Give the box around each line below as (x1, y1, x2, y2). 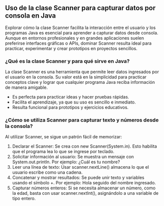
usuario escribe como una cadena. (12, 169, 82, 176)
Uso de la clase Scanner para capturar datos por (5, 4, 156, 12)
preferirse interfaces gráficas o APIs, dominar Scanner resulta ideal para (5, 40, 152, 46)
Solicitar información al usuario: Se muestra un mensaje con (12, 154, 134, 160)
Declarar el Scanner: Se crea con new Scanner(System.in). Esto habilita (12, 143, 157, 149)
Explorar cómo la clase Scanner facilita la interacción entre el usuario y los (5, 25, 156, 30)
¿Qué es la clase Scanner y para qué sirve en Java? (5, 57, 130, 64)
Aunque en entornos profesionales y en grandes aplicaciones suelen (5, 35, 144, 41)
